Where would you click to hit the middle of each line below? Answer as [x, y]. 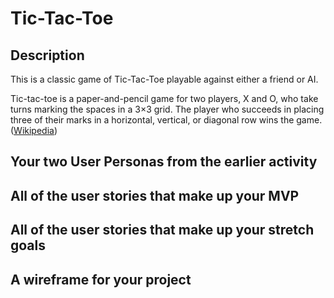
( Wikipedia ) [34, 130]
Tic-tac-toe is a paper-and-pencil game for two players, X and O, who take [164, 98]
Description [47, 55]
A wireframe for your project [101, 279]
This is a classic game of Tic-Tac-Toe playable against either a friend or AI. [164, 79]
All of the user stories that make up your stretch [162, 230]
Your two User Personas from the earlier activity [164, 162]
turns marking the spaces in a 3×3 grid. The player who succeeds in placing [167, 109]
